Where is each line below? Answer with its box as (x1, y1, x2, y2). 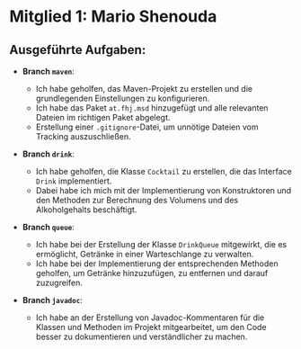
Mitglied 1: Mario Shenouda (9, 6, 217, 27)
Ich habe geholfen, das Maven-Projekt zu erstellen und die (35, 84, 253, 94)
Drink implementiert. (35, 175, 112, 186)
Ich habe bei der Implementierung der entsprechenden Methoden (35, 258, 279, 269)
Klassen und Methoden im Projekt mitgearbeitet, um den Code (35, 322, 267, 332)
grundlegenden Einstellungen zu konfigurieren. (35, 93, 210, 103)
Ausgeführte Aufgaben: (9, 42, 146, 58)
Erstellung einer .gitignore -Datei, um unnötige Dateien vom (35, 121, 259, 132)
